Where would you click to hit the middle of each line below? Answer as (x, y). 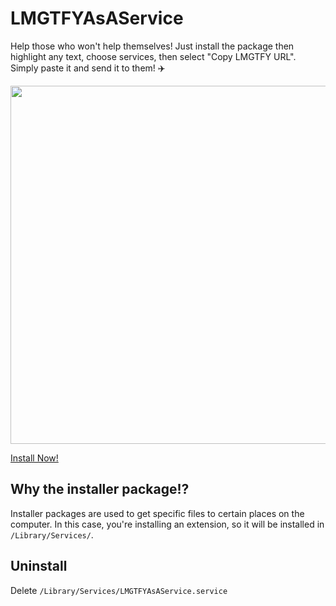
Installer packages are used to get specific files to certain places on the (157, 513)
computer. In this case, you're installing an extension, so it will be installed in (167, 524)
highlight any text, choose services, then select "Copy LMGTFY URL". (153, 56)
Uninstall (39, 566)
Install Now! (34, 458)
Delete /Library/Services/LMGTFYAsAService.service (119, 590)
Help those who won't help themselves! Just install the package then (152, 46)
